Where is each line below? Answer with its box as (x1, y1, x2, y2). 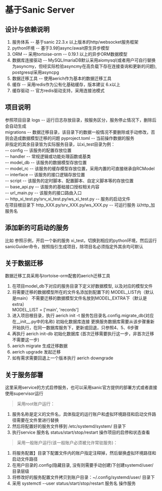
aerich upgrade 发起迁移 (12, 349, 61, 355)
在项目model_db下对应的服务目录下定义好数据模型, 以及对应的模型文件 (12, 283, 153, 289)
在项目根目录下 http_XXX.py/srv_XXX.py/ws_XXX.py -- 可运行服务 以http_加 (5, 202, 155, 208)
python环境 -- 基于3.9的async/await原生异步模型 (12, 45, 110, 51)
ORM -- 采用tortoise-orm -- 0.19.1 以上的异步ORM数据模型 (12, 51, 128, 57)
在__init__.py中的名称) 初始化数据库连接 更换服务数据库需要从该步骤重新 (12, 319, 155, 324)
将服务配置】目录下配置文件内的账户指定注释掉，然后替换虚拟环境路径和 (12, 450, 156, 456)
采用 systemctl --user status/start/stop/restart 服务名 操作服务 (12, 480, 136, 486)
